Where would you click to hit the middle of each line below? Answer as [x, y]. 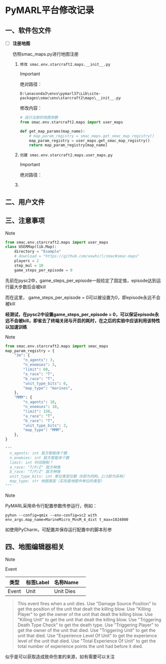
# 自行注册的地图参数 [39, 118]
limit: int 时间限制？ [31, 462]
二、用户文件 [25, 202]
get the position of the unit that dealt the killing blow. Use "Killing [84, 609]
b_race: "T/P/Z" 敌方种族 [35, 472]
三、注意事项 [25, 221]
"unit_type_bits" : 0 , [46, 383]
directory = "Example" [38, 251]
